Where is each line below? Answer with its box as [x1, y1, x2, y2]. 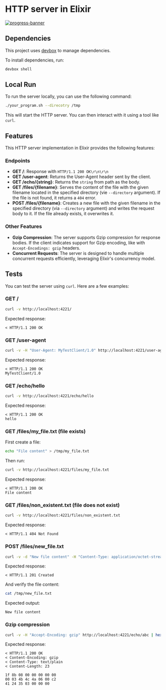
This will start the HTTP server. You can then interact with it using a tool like [5, 112, 159, 118]
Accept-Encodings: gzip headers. [12, 245, 81, 251]
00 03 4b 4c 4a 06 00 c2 [5, 677, 56, 682]
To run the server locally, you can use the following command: [5, 93, 132, 100]
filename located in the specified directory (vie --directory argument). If [12, 189, 161, 195]
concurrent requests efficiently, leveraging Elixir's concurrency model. [12, 255, 156, 261]
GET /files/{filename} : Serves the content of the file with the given [12, 185, 149, 190]
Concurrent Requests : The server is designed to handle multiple [12, 250, 144, 256]
